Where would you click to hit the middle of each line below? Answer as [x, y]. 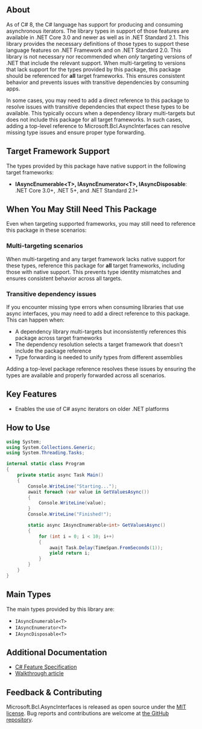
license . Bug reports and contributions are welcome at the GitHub [88, 713]
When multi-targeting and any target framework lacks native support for [96, 259]
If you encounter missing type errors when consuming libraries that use [95, 307]
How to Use [28, 428]
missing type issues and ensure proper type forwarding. [76, 132]
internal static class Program [46, 464]
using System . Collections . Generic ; [51, 447]
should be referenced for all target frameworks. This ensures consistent [96, 75]
